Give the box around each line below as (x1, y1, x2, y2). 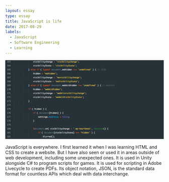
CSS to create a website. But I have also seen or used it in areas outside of (5, 149, 159, 156)
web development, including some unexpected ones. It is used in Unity (5, 155, 152, 161)
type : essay (5, 13, 30, 19)
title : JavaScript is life (5, 19, 62, 24)
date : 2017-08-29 (5, 24, 42, 29)
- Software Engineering (10, 40, 59, 45)
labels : (5, 29, 22, 35)
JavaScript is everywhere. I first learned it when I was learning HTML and (5, 144, 157, 150)
